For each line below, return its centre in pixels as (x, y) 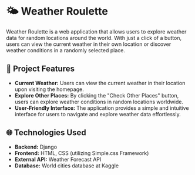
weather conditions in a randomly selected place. (65, 50)
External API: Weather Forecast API (58, 159)
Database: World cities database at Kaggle (67, 166)
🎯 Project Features (41, 69)
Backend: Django (36, 147)
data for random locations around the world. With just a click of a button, (94, 38)
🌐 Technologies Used (46, 133)
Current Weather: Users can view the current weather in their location (100, 83)
